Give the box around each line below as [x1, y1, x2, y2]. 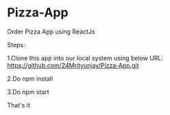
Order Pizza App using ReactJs [7, 27, 95, 36]
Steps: [7, 40, 25, 49]
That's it [7, 101, 31, 109]
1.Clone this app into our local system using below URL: [7, 53, 163, 62]
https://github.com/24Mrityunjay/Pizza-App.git [7, 61, 139, 69]
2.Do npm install [7, 74, 53, 83]
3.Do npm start [7, 88, 49, 96]
